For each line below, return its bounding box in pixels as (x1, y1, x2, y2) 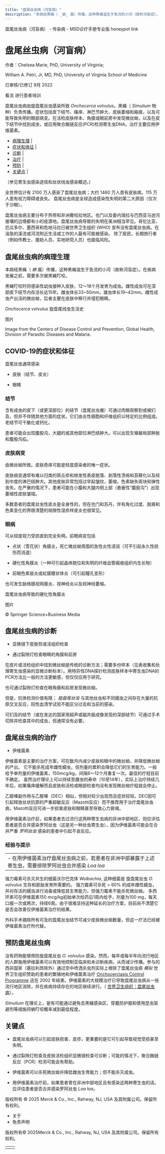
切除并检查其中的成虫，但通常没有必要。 (5, 718, 87, 723)
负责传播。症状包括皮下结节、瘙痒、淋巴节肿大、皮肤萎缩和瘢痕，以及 (13, 109, 156, 115)
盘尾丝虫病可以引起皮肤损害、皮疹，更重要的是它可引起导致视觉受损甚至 (12, 1036, 159, 1042)
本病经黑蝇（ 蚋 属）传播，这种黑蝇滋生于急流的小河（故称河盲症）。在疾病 (5, 266, 156, 273)
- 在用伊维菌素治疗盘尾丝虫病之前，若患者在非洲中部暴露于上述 (7, 855, 155, 862)
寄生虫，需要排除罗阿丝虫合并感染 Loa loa (7, 862, 105, 869)
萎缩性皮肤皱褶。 (5, 490, 40, 496)
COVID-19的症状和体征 (5, 347, 75, 355)
